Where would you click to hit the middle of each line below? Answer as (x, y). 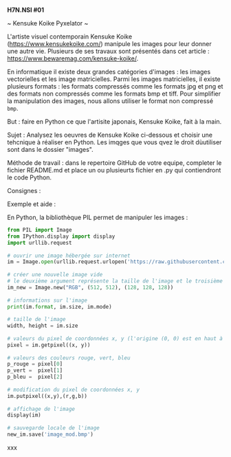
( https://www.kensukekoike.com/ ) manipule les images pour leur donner (109, 44)
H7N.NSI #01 (26, 10)
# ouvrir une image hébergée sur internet (69, 256)
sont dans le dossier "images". (51, 149)
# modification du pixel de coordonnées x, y (73, 390)
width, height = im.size (43, 326)
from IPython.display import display (61, 236)
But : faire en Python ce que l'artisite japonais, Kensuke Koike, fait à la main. (114, 122)
